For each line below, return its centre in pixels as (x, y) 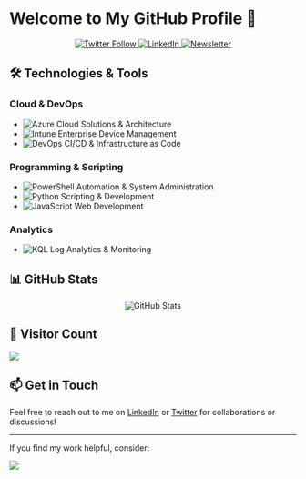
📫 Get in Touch (54, 386)
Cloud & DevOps (46, 104)
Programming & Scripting (66, 167)
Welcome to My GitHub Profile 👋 (133, 19)
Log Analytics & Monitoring (101, 250)
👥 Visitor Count (53, 335)
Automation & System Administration (145, 187)
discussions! (33, 422)
